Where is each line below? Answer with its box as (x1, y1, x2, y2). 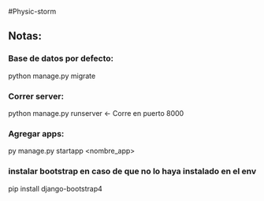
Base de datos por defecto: (8, 53, 114, 64)
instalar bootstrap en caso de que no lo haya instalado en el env (8, 166, 257, 177)
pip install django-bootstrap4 (8, 184, 102, 193)
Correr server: (8, 91, 65, 102)
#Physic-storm (8, 7, 57, 16)
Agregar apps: (8, 128, 65, 139)
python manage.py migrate (8, 71, 96, 80)
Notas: (8, 29, 42, 43)
